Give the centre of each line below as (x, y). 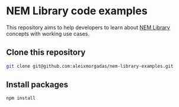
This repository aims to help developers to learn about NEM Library (88, 27)
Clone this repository (46, 53)
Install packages (37, 85)
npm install (21, 98)
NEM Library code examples (77, 11)
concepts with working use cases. (48, 33)
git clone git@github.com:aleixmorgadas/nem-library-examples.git (90, 66)
